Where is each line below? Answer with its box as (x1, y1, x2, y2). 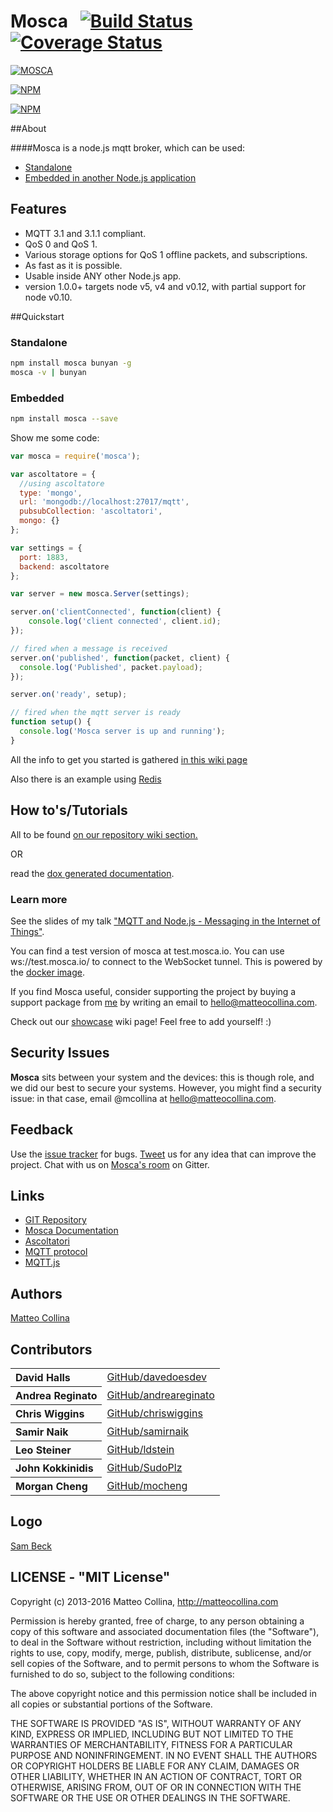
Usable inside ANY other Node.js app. (24, 270, 182, 282)
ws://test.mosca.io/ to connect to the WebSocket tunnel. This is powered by (10, 955, 323, 967)
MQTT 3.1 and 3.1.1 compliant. (24, 227, 147, 239)
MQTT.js (24, 1256, 61, 1269)
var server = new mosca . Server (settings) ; (10, 589, 190, 599)
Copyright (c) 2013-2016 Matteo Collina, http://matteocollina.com (10, 1595, 279, 1607)
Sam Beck (10, 1540, 53, 1552)
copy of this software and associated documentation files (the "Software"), (10, 1625, 320, 1637)
